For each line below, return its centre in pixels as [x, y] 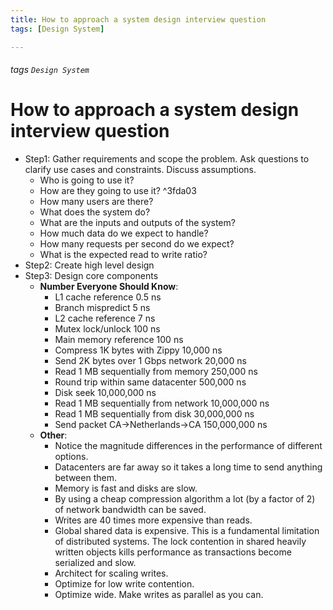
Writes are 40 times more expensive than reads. [153, 520]
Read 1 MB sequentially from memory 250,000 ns [156, 372]
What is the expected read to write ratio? [123, 255]
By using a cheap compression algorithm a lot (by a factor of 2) [185, 499]
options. [71, 457]
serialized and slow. [95, 563]
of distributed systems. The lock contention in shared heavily [180, 542]
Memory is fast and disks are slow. [126, 488]
